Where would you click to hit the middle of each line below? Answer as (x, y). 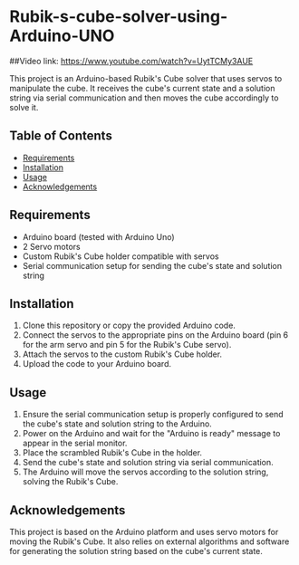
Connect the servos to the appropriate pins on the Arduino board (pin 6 (155, 335)
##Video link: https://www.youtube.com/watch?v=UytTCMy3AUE (131, 61)
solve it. (24, 107)
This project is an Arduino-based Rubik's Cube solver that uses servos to (146, 78)
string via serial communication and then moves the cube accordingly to (144, 98)
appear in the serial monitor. (75, 443)
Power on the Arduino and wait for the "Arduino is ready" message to (151, 434)
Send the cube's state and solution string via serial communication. (148, 463)
